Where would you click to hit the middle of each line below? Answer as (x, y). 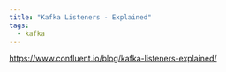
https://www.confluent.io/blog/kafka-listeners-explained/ (113, 59)
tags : (19, 25)
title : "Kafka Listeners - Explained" (80, 17)
